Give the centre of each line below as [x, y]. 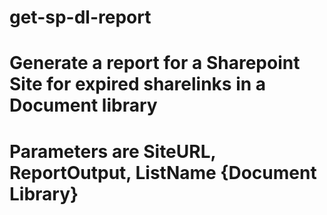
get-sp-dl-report [80, 17]
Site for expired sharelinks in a [138, 84]
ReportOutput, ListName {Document [163, 172]
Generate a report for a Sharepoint [155, 63]
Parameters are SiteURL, [112, 151]
